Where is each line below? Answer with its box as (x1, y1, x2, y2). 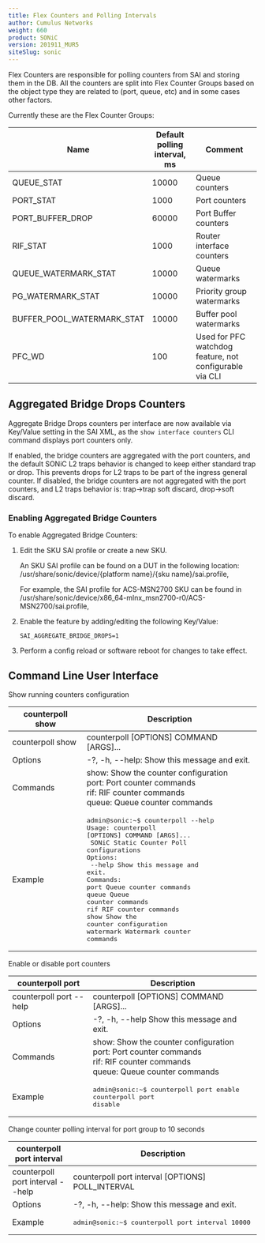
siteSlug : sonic (8, 48, 62, 56)
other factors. (8, 96, 53, 104)
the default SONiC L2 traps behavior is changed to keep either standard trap (8, 459, 256, 469)
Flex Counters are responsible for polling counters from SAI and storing (8, 70, 241, 79)
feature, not (196, 351, 239, 362)
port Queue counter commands (86, 883, 192, 891)
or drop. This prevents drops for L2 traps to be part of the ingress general (8, 467, 248, 476)
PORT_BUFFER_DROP (12, 213, 93, 224)
